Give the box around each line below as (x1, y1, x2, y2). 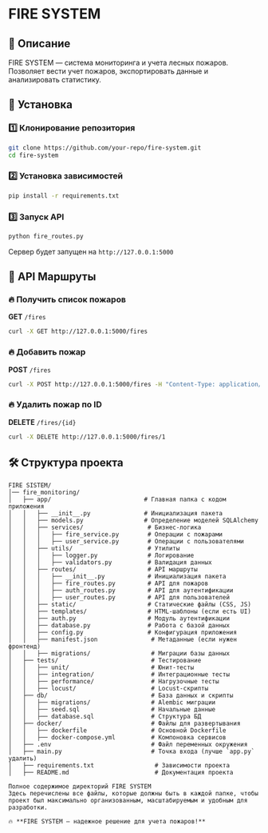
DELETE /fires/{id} (8, 417, 77, 427)
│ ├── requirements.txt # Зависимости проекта (8, 761, 230, 769)
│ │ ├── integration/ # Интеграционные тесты (8, 670, 230, 679)
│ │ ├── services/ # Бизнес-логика (8, 523, 202, 531)
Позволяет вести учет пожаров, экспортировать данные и (8, 66, 209, 76)
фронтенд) (8, 642, 41, 651)
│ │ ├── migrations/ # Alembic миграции (8, 698, 216, 707)
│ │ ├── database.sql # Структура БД (8, 712, 202, 720)
